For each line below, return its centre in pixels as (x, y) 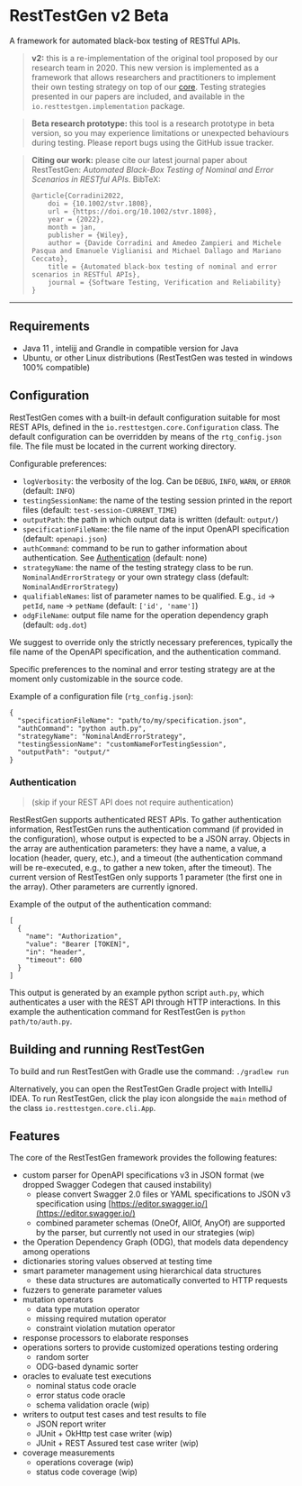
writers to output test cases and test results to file (114, 1415)
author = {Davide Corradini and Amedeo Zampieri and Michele (164, 243)
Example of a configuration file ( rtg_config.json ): (102, 696)
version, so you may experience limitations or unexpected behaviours (160, 132)
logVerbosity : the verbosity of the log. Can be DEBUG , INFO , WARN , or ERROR (156, 481)
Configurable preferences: (58, 463)
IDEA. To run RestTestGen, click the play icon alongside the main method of (148, 1098)
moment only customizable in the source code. (96, 679)
